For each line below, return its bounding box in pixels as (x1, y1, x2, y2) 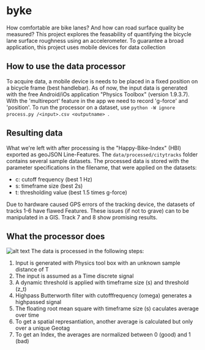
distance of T (15, 266, 49, 273)
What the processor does (6, 231, 105, 242)
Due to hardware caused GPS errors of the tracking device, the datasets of (6, 200, 195, 208)
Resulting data (6, 128, 63, 139)
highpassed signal (15, 299, 62, 306)
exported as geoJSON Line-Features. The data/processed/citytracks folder (6, 151, 198, 158)
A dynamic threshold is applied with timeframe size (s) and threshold (15, 279, 189, 286)
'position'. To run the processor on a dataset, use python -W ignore (6, 104, 176, 111)
